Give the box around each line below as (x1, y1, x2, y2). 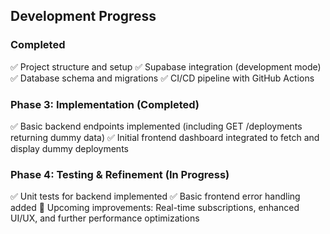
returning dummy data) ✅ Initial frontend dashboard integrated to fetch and (10, 131, 320, 143)
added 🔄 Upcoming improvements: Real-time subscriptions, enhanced (10, 202, 300, 214)
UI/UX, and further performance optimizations (10, 212, 200, 224)
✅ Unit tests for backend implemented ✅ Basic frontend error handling (10, 190, 301, 203)
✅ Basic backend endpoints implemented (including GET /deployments (10, 120, 303, 132)
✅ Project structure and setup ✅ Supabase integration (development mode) (10, 60, 322, 73)
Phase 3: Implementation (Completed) (10, 97, 200, 111)
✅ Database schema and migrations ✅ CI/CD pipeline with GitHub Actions (10, 72, 315, 84)
